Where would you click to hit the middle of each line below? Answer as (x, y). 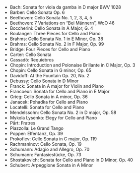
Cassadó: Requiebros (32, 60)
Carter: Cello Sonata (31, 55)
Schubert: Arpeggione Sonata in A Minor (51, 165)
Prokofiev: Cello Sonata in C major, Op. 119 (53, 139)
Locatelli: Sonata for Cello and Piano (47, 107)
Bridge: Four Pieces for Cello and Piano (50, 49)
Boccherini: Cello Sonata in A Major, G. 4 (51, 28)
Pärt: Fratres (23, 123)
